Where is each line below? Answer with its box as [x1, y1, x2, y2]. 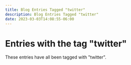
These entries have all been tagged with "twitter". [5, 54, 107, 60]
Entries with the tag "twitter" [5, 38, 127, 49]
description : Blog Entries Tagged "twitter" [5, 12, 99, 17]
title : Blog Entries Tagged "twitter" [5, 7, 85, 12]
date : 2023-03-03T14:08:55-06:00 [5, 16, 74, 21]
